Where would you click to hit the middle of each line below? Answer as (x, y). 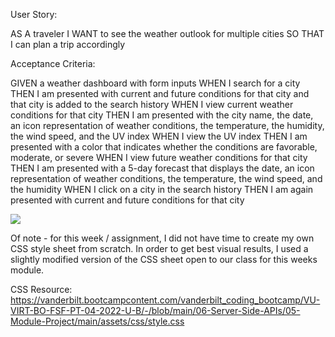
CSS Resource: (41, 289)
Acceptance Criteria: (53, 63)
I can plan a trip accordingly (68, 44)
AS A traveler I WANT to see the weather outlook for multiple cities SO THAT (167, 33)
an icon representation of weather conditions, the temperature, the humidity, (167, 125)
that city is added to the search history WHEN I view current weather (152, 104)
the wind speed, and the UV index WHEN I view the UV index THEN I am (159, 136)
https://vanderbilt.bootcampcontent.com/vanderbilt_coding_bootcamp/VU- (165, 300)
